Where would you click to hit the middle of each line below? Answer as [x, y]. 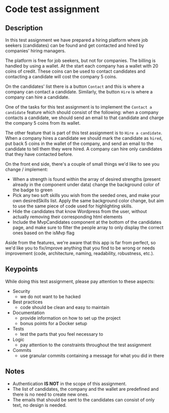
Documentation [29, 313]
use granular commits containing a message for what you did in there [92, 355]
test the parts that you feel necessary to [62, 334]
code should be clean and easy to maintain [65, 307]
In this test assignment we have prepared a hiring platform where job [77, 40]
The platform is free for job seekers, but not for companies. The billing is [80, 61]
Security [21, 291]
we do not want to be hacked [50, 296]
